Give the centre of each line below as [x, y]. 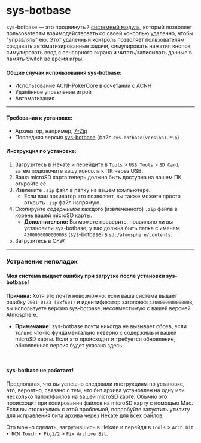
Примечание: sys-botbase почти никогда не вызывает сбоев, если [101, 326]
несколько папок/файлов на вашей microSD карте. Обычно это [87, 396]
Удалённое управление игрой [53, 92]
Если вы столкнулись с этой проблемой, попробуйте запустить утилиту [98, 409]
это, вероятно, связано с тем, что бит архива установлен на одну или [95, 390]
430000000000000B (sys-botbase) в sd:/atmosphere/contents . [98, 234]
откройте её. [31, 184]
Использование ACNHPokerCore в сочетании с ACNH [83, 86]
